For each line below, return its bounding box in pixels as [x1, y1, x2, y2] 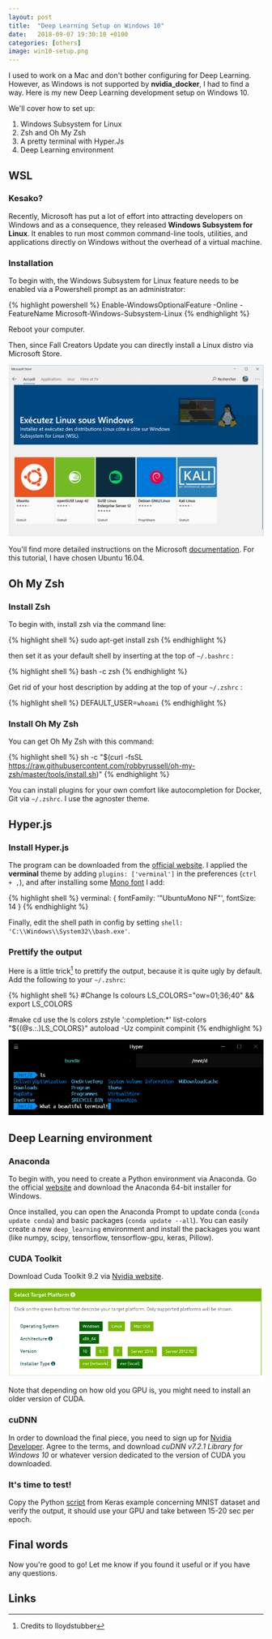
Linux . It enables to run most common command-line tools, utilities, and [8, 228, 249, 238]
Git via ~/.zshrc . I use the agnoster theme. [8, 794, 150, 804]
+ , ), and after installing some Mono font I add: [8, 877, 165, 887]
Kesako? [8, 193, 43, 204]
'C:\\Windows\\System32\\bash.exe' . [8, 925, 131, 936]
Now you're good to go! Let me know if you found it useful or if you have [8, 1560, 251, 1569]
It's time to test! [8, 1478, 72, 1490]
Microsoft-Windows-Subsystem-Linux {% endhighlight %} [55, 309, 250, 319]
